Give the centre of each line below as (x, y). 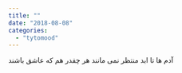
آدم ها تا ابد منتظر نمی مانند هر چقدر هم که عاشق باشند (91, 60)
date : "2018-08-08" (41, 23)
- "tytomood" (37, 38)
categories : (28, 30)
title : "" (25, 15)
